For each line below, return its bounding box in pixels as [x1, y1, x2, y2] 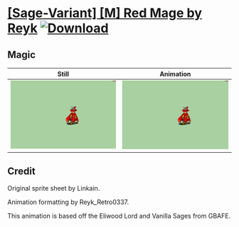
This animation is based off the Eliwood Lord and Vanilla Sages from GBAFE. [7, 212, 231, 221]
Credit [7, 165, 36, 177]
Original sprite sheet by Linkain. [7, 184, 100, 193]
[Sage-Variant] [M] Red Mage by [7, 5, 203, 21]
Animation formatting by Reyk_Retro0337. [7, 198, 129, 206]
